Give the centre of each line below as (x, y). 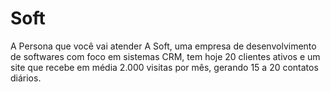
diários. (26, 78)
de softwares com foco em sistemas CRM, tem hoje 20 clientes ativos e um (165, 56)
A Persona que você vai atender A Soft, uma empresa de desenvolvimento (163, 46)
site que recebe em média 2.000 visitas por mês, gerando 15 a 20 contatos (164, 67)
